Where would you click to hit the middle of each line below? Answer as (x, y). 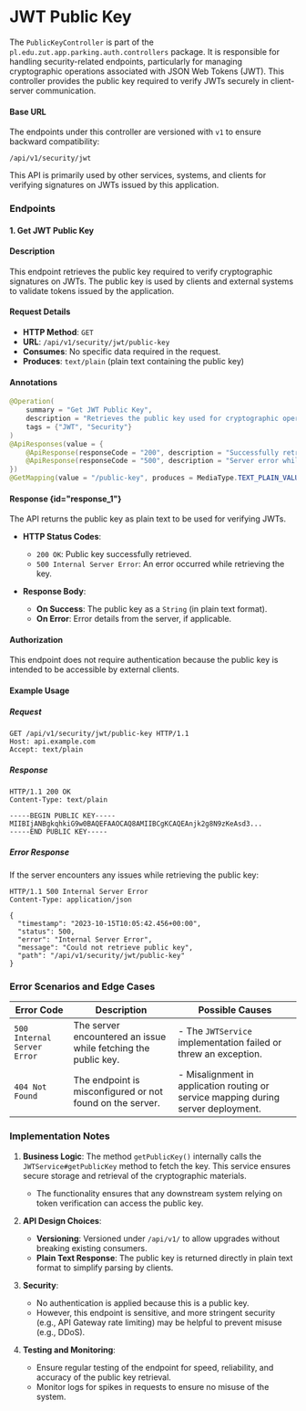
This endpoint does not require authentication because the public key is (144, 660)
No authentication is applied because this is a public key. (143, 1302)
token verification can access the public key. (120, 1203)
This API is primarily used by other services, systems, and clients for (138, 175)
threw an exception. (219, 1054)
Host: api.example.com (52, 742)
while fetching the (112, 1048)
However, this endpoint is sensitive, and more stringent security (156, 1312)
